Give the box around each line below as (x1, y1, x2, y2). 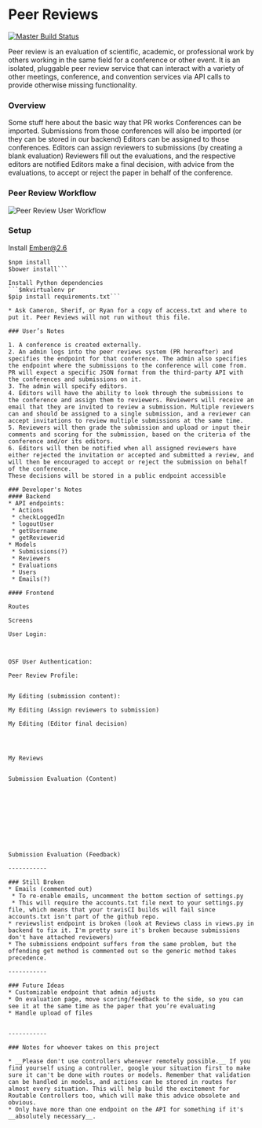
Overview (8, 100, 46, 111)
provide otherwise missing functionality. (8, 80, 137, 90)
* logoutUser (11, 520, 55, 528)
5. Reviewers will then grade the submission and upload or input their (8, 423, 251, 431)
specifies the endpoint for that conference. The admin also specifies (8, 354, 247, 363)
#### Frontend (8, 589, 55, 597)
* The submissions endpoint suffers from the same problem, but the (8, 940, 237, 948)
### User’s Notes (8, 327, 65, 335)
